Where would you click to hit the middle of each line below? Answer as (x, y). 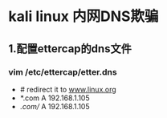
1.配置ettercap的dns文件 (70, 49)
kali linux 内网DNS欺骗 (83, 16)
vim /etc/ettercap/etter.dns (63, 71)
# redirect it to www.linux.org (68, 89)
